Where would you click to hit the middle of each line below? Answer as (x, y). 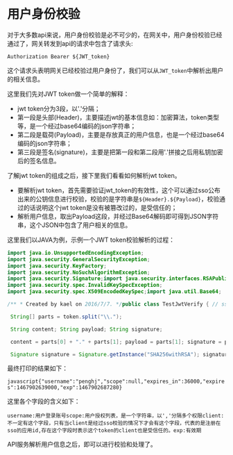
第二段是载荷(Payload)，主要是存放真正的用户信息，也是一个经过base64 (121, 134)
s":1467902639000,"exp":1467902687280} (65, 388)
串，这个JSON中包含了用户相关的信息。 (74, 225)
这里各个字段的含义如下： (44, 402)
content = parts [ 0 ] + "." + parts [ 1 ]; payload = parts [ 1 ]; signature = (116, 342)
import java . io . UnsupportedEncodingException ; (76, 253)
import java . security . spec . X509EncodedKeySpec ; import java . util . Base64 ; (114, 292)
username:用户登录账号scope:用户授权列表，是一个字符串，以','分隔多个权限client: (116, 416)
